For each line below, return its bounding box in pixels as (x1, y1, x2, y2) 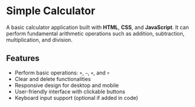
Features (6, 53, 40, 63)
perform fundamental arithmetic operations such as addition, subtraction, (6, 30, 185, 37)
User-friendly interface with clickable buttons (14, 87, 125, 95)
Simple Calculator (6, 4, 96, 18)
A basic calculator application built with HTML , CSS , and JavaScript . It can (6, 24, 189, 31)
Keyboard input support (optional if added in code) (14, 94, 138, 101)
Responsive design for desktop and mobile (14, 82, 119, 89)
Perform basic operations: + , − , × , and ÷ (14, 69, 110, 76)
